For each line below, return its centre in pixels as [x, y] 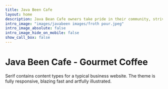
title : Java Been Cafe [29, 10]
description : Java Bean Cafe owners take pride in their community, [78, 19]
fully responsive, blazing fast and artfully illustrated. [58, 81]
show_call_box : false [28, 38]
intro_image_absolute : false [35, 28]
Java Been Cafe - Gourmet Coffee [77, 62]
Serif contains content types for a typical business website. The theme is [80, 76]
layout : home [19, 14]
